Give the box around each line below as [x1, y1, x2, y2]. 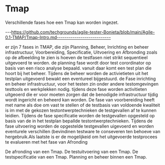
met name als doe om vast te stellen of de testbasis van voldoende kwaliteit [5, 102, 161, 108]
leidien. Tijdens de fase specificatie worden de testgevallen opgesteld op [5, 112, 155, 118]
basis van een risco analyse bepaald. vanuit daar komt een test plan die [5, 65, 152, 71]
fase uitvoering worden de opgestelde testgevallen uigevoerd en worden [5, 123, 154, 129]
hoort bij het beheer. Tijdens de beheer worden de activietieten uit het [5, 70, 149, 76]
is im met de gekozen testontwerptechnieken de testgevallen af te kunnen [5, 107, 157, 113]
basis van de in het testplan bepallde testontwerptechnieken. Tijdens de [5, 118, 153, 124]
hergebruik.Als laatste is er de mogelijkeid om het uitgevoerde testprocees [5, 134, 158, 140]
